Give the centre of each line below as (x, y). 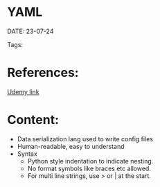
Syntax (27, 154)
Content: (33, 120)
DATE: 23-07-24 (30, 31)
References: (43, 73)
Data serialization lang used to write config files (85, 139)
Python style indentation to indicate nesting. (90, 161)
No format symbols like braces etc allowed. (89, 168)
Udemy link (23, 91)
